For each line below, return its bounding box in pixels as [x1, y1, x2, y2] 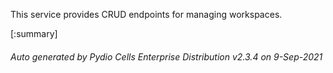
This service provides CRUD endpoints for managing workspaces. [10, 9, 283, 20]
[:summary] [10, 28, 58, 39]
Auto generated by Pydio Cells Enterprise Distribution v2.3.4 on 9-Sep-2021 [10, 50, 323, 63]
